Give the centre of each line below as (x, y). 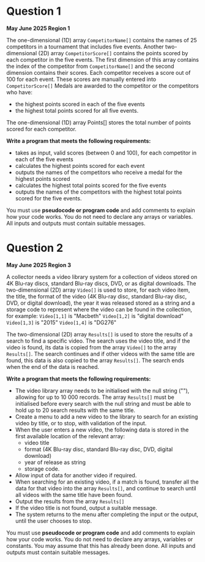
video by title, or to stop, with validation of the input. (81, 423)
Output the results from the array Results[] (70, 501)
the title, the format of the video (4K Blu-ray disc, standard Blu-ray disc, (97, 296)
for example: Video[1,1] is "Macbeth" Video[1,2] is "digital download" (95, 316)
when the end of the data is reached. (53, 366)
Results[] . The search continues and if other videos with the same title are (101, 354)
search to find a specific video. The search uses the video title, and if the (99, 341)
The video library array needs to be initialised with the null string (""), (102, 390)
